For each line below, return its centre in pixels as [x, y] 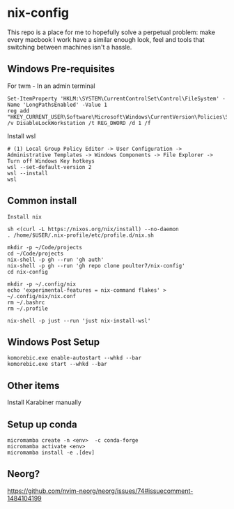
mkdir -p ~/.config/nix [42, 284]
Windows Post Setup [53, 342]
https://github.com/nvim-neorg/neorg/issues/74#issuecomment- [100, 491]
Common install [42, 201]
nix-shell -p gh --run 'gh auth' [56, 260]
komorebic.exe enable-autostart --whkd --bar [74, 358]
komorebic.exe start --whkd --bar [57, 364]
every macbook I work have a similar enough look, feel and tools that [106, 39]
